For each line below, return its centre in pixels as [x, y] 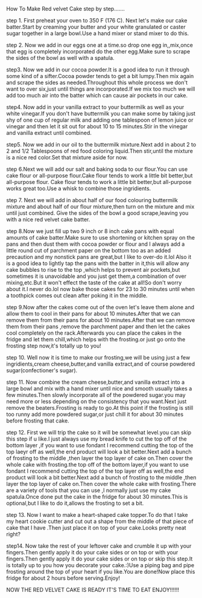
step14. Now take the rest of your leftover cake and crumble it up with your [99, 546]
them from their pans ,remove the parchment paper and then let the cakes [98, 327]
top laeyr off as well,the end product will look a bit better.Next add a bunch [99, 452]
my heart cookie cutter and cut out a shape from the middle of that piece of [100, 521]
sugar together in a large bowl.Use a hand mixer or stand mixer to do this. [98, 33]
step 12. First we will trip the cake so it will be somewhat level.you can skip [99, 432]
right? [14, 534]
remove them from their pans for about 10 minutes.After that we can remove [101, 320]
